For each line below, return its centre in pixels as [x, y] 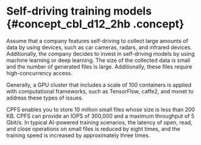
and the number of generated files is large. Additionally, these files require [99, 66]
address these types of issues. [45, 98]
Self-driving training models [79, 11]
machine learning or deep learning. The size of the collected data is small [98, 60]
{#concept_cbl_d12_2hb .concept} [95, 24]
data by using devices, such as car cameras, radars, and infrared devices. [99, 47]
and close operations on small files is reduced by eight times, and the [93, 129]
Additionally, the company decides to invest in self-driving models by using [100, 53]
